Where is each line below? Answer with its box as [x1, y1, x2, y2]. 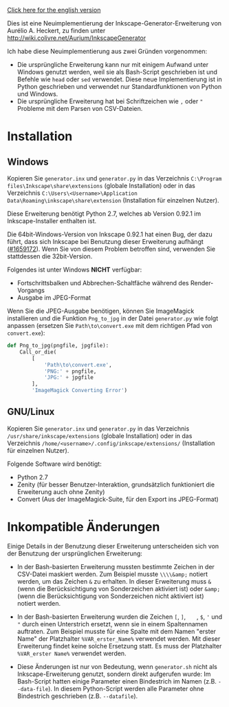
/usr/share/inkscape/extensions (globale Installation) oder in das [7, 431, 193, 440]
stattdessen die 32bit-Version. [7, 252, 93, 260]
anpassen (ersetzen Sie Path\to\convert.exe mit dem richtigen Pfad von [7, 322, 212, 329]
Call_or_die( [19, 348, 57, 356]
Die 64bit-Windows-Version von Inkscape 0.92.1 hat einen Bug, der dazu [7, 230, 213, 238]
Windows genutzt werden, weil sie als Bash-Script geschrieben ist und [17, 68, 218, 76]
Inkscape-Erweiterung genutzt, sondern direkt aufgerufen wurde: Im [17, 670, 211, 678]
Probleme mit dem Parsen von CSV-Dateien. [17, 105, 143, 112]
